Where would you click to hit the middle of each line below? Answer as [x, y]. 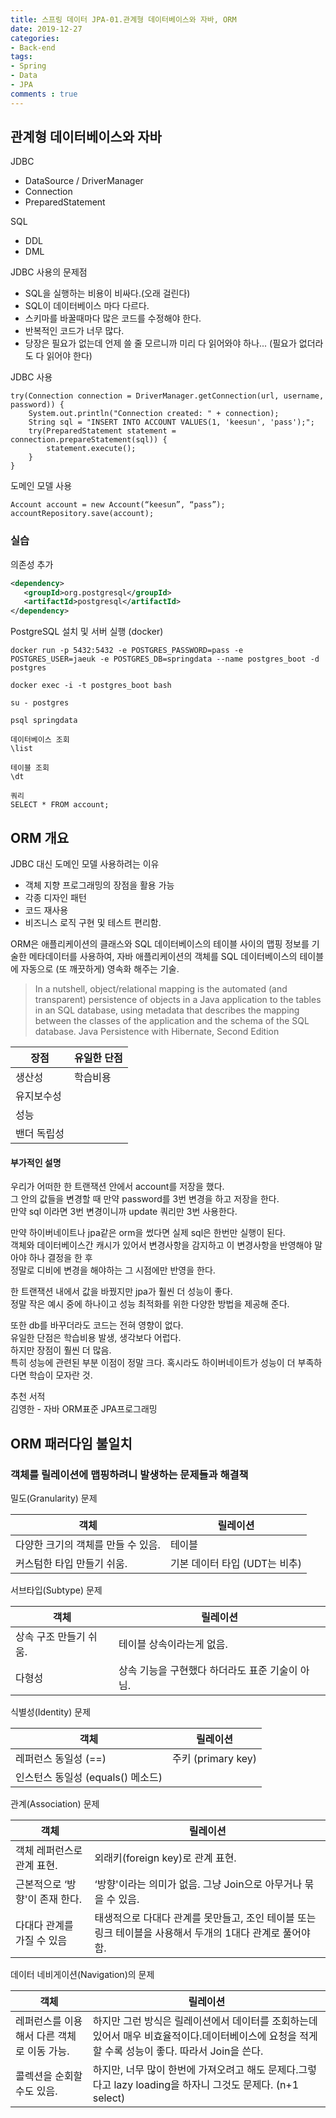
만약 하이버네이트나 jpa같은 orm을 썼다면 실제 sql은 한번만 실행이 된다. [148, 1233]
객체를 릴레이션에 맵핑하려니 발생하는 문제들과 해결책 [129, 1474]
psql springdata [44, 721]
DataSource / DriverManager [84, 181]
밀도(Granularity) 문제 [54, 1498]
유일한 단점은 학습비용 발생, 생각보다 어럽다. [96, 1338]
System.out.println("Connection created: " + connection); [154, 414]
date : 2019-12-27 [46, 29]
